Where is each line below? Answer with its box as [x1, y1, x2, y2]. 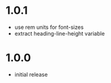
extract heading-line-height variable [14, 29, 105, 37]
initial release [14, 70, 48, 78]
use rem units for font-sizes [14, 23, 84, 31]
